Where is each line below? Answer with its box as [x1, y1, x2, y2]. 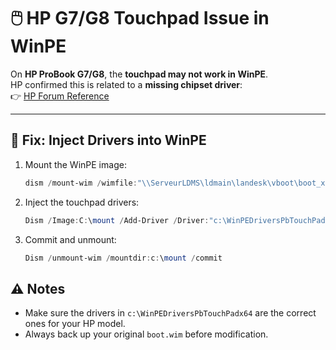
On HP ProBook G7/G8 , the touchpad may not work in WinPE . [10, 68, 269, 80]
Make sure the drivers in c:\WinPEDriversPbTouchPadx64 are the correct [24, 307, 317, 319]
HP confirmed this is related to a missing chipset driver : [10, 78, 243, 90]
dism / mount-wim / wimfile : [24, 178, 138, 188]
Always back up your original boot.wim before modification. [24, 328, 269, 340]
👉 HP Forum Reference [10, 90, 110, 102]
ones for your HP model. [24, 318, 126, 330]
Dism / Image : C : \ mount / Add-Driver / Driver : [24, 215, 210, 225]
